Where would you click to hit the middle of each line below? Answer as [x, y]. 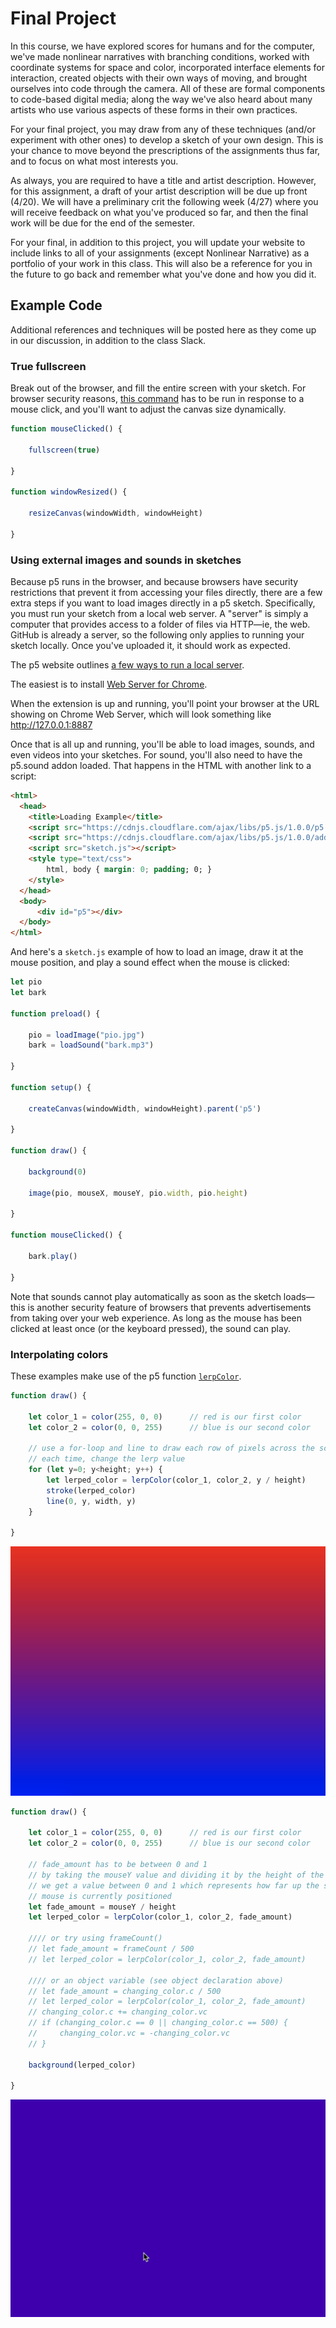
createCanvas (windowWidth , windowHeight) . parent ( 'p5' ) [145, 1108]
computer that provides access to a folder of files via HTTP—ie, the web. [160, 624]
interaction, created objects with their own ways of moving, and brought [159, 78]
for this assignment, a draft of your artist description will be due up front [159, 191]
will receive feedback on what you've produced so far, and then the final [159, 212]
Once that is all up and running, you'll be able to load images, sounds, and [162, 744]
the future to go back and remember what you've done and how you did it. [163, 274]
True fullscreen [48, 366]
